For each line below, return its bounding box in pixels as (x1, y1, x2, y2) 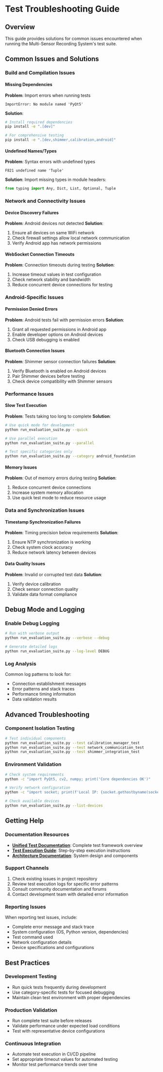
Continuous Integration (5, 1040, 61, 1047)
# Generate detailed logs (5, 644, 57, 650)
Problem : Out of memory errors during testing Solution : (5, 475, 117, 481)
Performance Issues (5, 390, 54, 397)
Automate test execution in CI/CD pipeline (12, 1051, 96, 1057)
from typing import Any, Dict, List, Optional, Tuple (5, 186, 116, 191)
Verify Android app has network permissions (12, 240, 101, 246)
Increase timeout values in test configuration (12, 271, 101, 278)
